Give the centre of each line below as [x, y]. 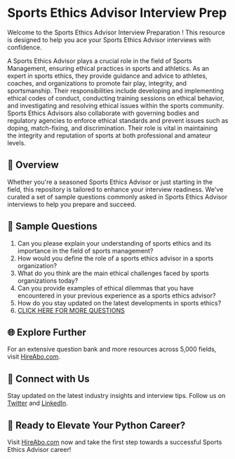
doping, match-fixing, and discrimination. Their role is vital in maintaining [113, 128]
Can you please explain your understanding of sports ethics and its [114, 243]
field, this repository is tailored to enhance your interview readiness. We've [115, 189]
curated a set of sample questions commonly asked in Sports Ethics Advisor [117, 197]
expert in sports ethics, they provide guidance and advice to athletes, [108, 76]
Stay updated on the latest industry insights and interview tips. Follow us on [116, 396]
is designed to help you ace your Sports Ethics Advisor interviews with [109, 39]
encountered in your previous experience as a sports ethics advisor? [116, 295]
